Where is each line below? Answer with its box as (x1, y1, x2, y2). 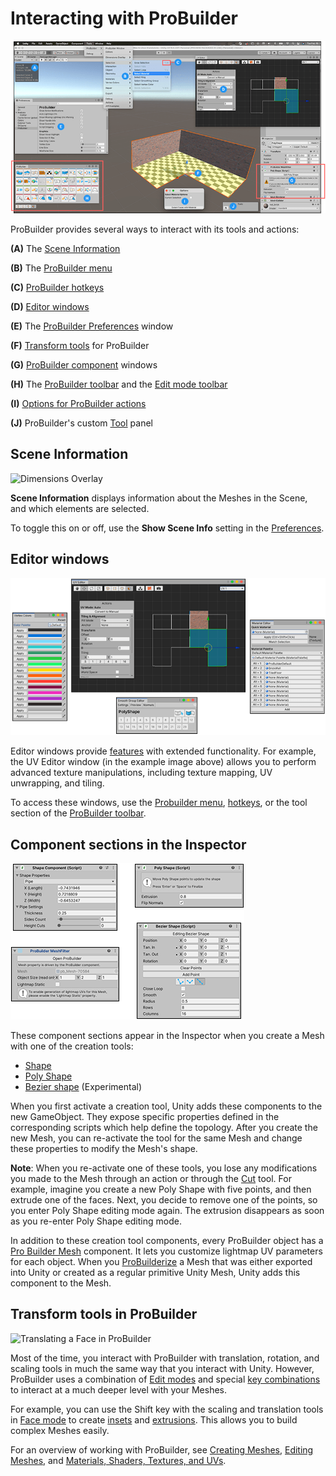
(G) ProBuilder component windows (10, 358, 158, 371)
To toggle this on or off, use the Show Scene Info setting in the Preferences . (10, 522, 325, 534)
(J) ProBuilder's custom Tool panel (10, 417, 153, 429)
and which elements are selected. (10, 502, 150, 514)
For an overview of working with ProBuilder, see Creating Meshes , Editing (10, 1443, 314, 1456)
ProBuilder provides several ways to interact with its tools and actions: (10, 223, 300, 235)
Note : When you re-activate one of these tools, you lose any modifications (10, 1162, 318, 1174)
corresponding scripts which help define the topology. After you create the (10, 1122, 318, 1134)
